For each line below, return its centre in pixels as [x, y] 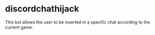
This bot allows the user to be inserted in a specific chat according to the [78, 22]
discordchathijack [42, 9]
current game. [19, 27]
